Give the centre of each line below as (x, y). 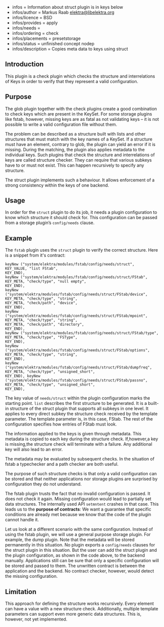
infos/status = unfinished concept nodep (53, 43)
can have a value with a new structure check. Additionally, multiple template (82, 609)
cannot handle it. (22, 520)
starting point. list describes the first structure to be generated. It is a (76, 403)
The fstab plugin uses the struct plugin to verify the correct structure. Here (82, 250)
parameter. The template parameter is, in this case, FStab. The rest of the (79, 419)
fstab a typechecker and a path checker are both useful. (62, 464)
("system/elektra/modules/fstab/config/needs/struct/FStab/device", (76, 294)
